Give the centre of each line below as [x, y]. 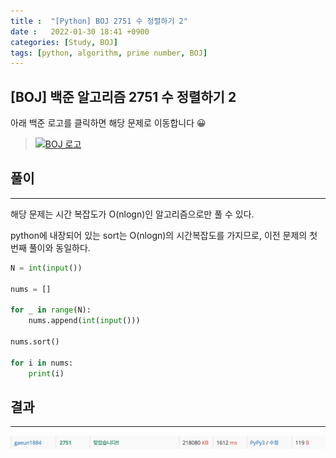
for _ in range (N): [51, 310]
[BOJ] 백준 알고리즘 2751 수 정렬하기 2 [123, 96]
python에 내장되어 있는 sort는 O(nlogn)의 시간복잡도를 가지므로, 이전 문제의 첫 [164, 235]
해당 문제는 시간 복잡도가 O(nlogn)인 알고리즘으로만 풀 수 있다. [132, 214]
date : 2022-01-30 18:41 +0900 [80, 31]
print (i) [46, 373]
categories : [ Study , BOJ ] [64, 42]
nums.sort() [35, 342]
